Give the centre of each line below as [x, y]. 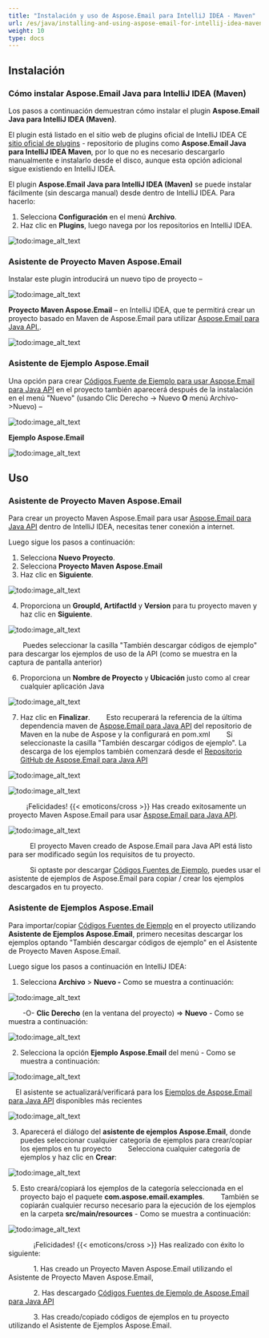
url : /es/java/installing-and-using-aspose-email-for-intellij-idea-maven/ [137, 23]
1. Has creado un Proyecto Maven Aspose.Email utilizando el [133, 1268]
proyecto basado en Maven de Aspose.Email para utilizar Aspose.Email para [134, 319]
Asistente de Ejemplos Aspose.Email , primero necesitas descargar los [126, 934]
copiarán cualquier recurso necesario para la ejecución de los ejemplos [138, 1205]
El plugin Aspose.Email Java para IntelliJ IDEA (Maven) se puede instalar [130, 184]
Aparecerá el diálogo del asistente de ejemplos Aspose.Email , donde [135, 1131]
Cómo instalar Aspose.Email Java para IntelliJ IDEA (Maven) [127, 93]
